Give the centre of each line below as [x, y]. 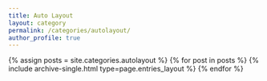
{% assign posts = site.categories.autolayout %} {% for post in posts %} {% [133, 60]
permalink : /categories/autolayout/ [69, 30]
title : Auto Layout [41, 15]
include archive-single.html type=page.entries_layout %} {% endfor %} [126, 69]
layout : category [37, 23]
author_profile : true [44, 38]
